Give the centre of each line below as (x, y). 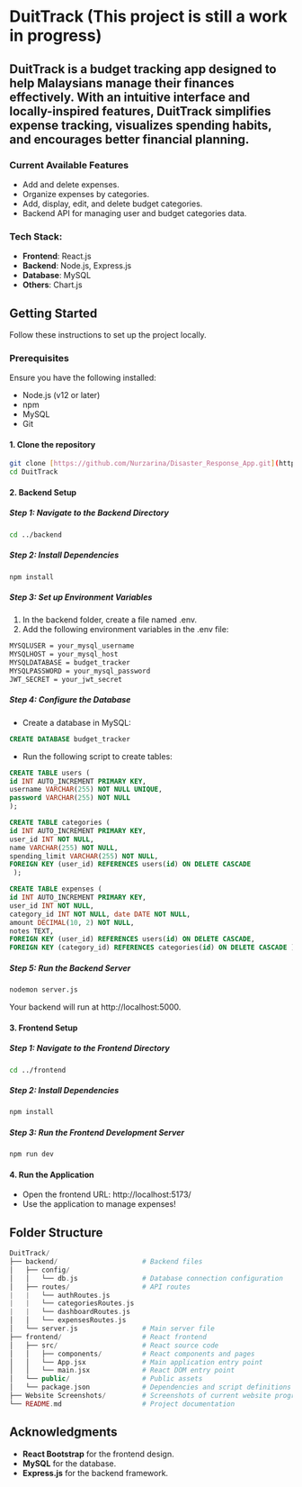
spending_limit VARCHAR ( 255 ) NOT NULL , (84, 856)
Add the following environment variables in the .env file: (125, 630)
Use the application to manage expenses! (99, 1204)
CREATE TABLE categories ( (60, 823)
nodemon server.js (44, 990)
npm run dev (31, 1155)
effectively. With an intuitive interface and (129, 97)
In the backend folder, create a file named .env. (110, 620)
